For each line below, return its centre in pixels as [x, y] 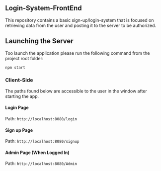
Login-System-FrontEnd [43, 8]
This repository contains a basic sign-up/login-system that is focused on [80, 20]
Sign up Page [19, 130]
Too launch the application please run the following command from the [78, 53]
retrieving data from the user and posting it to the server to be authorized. [81, 25]
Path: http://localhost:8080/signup [42, 141]
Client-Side [19, 80]
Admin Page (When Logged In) [37, 152]
